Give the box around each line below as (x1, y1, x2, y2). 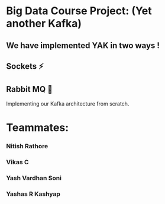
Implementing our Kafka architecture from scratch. (6, 100, 130, 107)
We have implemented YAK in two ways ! (6, 40, 160, 50)
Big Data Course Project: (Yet (6, 4, 152, 18)
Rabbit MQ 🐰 (6, 84, 53, 94)
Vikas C (6, 158, 29, 166)
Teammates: (6, 120, 69, 134)
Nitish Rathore (6, 142, 48, 150)
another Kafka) (6, 17, 82, 30)
